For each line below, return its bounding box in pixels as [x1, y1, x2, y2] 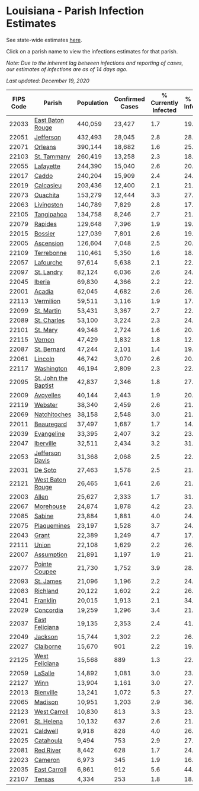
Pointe [34, 560, 52, 568]
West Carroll [34, 707, 69, 716]
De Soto [34, 465, 57, 474]
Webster [34, 400, 58, 409]
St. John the [34, 374, 68, 382]
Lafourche [34, 258, 63, 266]
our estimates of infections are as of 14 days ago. [6, 65, 128, 72]
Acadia [34, 287, 54, 295]
